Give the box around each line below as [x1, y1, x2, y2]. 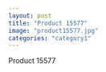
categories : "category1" [8, 34, 92, 42]
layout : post [8, 11, 52, 20]
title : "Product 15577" [8, 19, 88, 27]
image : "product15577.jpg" [8, 26, 99, 34]
